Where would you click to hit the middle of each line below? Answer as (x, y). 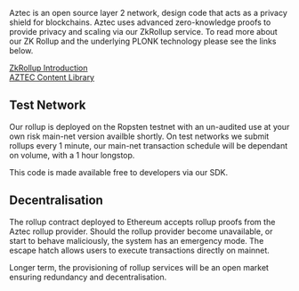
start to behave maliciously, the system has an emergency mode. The (137, 240)
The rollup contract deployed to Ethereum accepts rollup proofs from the (142, 222)
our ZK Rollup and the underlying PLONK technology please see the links (143, 41)
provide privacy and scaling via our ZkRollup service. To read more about (143, 32)
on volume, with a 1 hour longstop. (72, 155)
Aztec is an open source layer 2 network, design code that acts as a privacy (148, 13)
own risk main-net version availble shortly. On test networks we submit (139, 136)
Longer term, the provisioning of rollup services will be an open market (139, 267)
